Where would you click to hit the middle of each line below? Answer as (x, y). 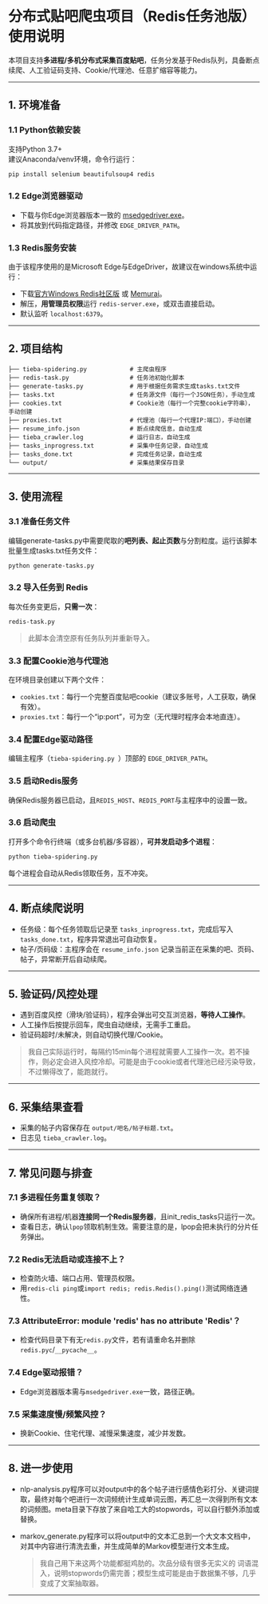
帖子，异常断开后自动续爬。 (65, 959)
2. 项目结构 (35, 349)
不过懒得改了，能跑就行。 (70, 1072)
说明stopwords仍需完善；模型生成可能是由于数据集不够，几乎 (155, 1573)
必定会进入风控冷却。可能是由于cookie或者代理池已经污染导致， (154, 1062)
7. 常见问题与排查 (50, 1173)
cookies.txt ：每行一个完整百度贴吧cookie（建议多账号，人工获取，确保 (138, 696)
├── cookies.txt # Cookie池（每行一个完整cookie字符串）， (131, 403)
